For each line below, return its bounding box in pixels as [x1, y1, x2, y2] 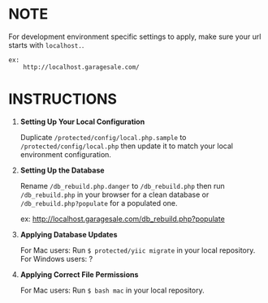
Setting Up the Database [19, 165, 105, 175]
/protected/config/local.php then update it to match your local [19, 141, 234, 151]
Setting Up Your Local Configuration [19, 117, 145, 126]
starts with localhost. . [8, 40, 84, 49]
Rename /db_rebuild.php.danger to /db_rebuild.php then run [19, 181, 225, 190]
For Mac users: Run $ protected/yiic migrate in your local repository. [19, 245, 256, 255]
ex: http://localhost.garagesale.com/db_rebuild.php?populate [19, 214, 225, 224]
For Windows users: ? [19, 254, 93, 263]
